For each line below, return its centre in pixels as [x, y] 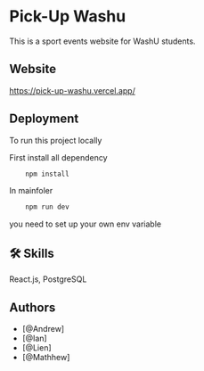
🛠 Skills [32, 253]
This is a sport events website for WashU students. [102, 41]
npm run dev [47, 207]
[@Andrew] [43, 328]
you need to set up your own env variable [86, 224]
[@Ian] [34, 338]
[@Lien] [37, 347]
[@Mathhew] [46, 357]
